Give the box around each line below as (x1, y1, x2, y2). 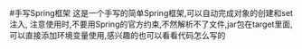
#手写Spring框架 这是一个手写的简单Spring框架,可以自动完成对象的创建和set (9, 8, 294, 18)
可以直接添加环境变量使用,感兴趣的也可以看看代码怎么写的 (9, 30, 226, 40)
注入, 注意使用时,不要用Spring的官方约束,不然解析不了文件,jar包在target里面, (9, 19, 293, 29)
